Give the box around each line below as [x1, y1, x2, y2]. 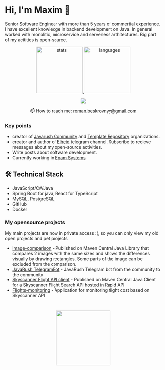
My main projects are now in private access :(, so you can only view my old [5, 230, 159, 236]
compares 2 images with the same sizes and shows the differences [12, 251, 150, 257]
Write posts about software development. [12, 149, 97, 156]
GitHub [12, 201, 27, 207]
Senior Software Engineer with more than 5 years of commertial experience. [5, 21, 161, 27]
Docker [12, 206, 28, 213]
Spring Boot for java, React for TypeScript [12, 191, 98, 197]
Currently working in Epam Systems [12, 155, 86, 161]
